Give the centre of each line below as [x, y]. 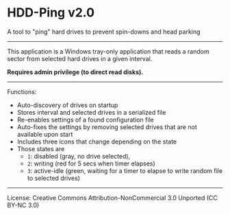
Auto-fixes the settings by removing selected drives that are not [107, 127]
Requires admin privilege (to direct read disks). [75, 72]
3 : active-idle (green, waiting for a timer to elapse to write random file [125, 170]
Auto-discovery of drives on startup [67, 105]
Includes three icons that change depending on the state [97, 142]
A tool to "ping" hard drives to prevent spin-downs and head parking [104, 32]
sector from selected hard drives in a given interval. [80, 58]
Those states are [41, 148]
